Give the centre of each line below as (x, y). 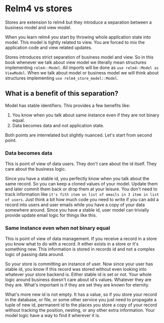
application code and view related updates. (49, 47)
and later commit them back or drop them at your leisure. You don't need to (81, 189)
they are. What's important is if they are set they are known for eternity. (77, 285)
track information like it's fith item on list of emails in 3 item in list (82, 194)
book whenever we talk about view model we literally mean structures (76, 62)
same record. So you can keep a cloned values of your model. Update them (82, 184)
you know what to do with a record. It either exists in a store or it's (72, 244)
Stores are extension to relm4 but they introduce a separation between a (79, 22)
